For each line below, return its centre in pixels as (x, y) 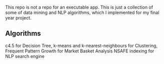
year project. (18, 18)
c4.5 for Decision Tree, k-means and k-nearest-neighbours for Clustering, (81, 45)
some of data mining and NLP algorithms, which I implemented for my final (82, 12)
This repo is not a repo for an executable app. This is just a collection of (79, 7)
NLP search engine (25, 56)
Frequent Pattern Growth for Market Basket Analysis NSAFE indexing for (80, 51)
